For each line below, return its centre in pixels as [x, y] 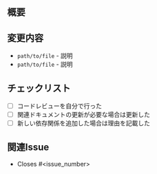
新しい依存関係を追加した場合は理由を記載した [83, 123]
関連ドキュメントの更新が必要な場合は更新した [83, 115]
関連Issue [28, 147]
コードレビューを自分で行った [59, 106]
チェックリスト [39, 88]
